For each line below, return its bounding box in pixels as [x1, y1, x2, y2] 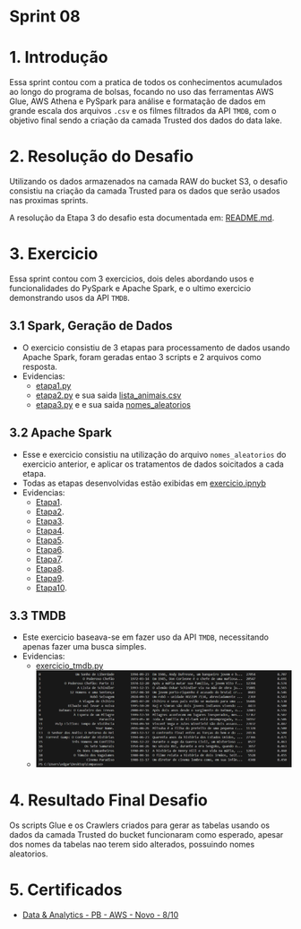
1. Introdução [9, 47, 108, 68]
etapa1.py [35, 380, 72, 391]
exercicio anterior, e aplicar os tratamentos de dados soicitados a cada [21, 459, 284, 469]
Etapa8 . [35, 563, 64, 574]
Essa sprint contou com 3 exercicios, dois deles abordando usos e [9, 273, 254, 284]
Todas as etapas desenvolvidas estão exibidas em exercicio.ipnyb [21, 477, 266, 488]
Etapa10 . [35, 582, 67, 593]
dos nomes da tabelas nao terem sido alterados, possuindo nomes [9, 839, 255, 849]
